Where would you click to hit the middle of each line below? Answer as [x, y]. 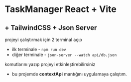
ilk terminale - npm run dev [39, 49]
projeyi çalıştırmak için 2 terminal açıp [44, 39]
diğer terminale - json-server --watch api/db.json [64, 54]
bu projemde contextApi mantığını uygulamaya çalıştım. [69, 74]
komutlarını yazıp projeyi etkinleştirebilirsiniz [50, 64]
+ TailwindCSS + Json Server [51, 28]
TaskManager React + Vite [61, 9]
